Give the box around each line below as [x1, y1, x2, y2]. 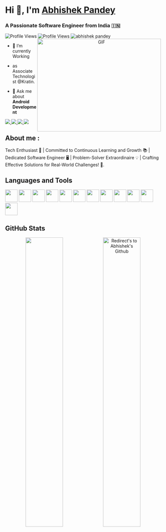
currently [12, 48, 31, 54]
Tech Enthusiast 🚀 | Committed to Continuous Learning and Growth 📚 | [5, 147, 150, 153]
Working [12, 53, 30, 59]
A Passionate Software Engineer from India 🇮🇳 [5, 22, 121, 29]
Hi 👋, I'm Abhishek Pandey [5, 4, 116, 16]
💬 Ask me [12, 89, 32, 94]
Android [12, 99, 30, 105]
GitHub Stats [5, 224, 45, 232]
